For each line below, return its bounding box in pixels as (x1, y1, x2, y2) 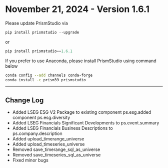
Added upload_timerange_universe (12, 136, 84, 142)
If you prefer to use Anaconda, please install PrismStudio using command (5, 58, 156, 64)
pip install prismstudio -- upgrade (5, 30, 79, 35)
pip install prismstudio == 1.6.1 (5, 49, 72, 54)
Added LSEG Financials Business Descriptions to (12, 125, 113, 131)
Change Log (5, 96, 44, 104)
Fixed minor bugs (12, 157, 48, 163)
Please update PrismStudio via (5, 20, 68, 26)
